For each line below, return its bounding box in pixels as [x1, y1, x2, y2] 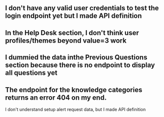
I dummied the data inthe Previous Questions [5, 53, 148, 61]
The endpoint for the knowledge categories [5, 85, 143, 94]
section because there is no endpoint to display [5, 61, 155, 69]
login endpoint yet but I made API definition [5, 12, 142, 20]
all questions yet [5, 69, 58, 77]
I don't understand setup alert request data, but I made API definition [5, 106, 146, 112]
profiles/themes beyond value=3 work [5, 36, 127, 45]
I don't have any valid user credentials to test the [5, 4, 159, 12]
